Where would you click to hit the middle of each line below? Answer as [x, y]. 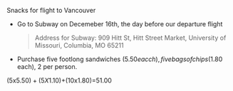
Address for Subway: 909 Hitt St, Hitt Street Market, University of [130, 38]
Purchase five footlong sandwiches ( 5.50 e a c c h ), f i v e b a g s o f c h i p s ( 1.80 [120, 59]
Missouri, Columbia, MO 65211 [79, 45]
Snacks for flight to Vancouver [51, 10]
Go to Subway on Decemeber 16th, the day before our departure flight [120, 24]
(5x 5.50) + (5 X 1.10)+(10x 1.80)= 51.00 [59, 80]
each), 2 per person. [47, 66]
